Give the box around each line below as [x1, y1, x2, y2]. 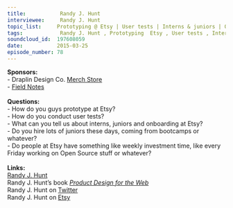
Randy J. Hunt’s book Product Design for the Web [7, 178, 149, 187]
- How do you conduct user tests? [7, 112, 105, 120]
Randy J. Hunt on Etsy [7, 193, 71, 201]
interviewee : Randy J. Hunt [7, 17, 101, 24]
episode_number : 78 [7, 49, 64, 56]
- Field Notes [7, 83, 45, 91]
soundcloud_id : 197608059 [7, 36, 85, 43]
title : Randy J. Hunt [7, 10, 101, 17]
